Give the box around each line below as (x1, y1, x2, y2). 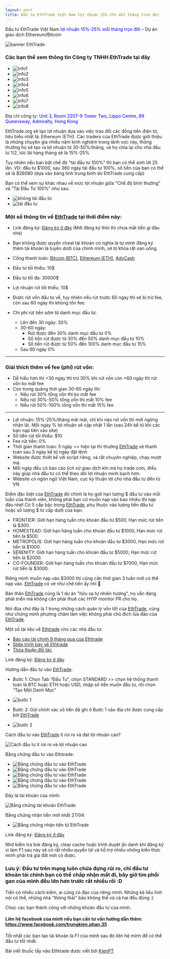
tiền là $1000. (12, 544, 41, 550)
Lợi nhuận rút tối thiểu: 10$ (12, 285, 68, 291)
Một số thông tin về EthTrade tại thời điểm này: (5, 213, 122, 220)
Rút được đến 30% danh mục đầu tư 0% (27, 330, 112, 336)
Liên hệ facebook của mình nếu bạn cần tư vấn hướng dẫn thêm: (5, 916, 143, 922)
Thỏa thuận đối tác (12, 647, 52, 653)
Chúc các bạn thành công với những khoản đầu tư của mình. (5, 904, 132, 910)
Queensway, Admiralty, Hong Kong (5, 118, 78, 124)
